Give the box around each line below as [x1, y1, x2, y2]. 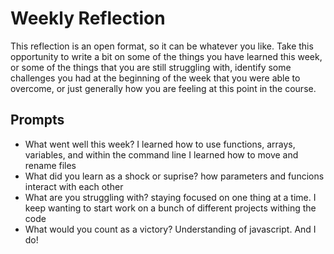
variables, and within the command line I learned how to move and [24, 148, 299, 161]
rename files [24, 159, 77, 171]
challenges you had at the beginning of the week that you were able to [10, 72, 301, 84]
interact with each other [24, 180, 124, 192]
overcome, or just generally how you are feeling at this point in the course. [10, 82, 317, 94]
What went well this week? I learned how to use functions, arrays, [24, 138, 296, 150]
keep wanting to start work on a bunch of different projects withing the [24, 202, 317, 214]
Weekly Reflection [10, 7, 166, 30]
